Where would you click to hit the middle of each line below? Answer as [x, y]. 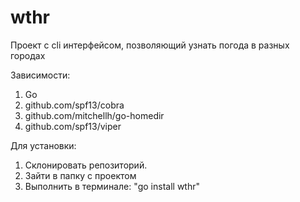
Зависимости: [40, 75]
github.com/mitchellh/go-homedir [94, 115]
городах [28, 55]
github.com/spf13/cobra [74, 105]
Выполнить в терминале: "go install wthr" [112, 186]
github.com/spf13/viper [73, 126]
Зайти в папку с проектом [80, 175]
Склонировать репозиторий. [86, 165]
